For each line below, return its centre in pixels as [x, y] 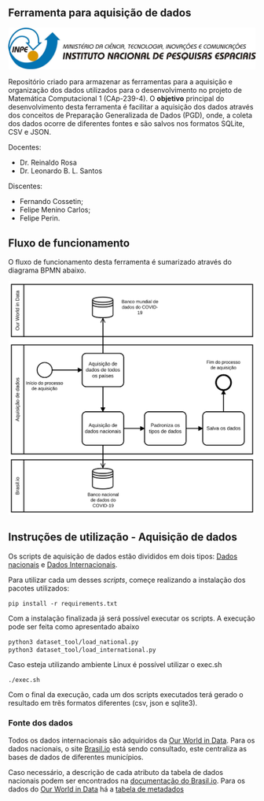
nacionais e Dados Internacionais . [63, 564]
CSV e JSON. [30, 132]
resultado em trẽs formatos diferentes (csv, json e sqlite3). [103, 703]
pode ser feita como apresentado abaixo [74, 626]
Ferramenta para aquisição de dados [100, 13]
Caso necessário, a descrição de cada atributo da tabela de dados [116, 772]
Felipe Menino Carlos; [55, 210]
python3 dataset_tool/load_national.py [73, 642]
